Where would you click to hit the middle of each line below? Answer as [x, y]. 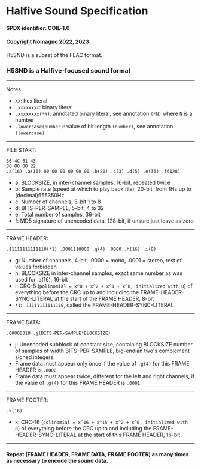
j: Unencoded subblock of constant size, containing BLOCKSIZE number [104, 345]
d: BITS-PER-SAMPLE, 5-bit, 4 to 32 [60, 208]
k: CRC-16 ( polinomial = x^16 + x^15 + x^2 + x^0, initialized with [101, 422]
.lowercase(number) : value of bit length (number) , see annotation [94, 127]
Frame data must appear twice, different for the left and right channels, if [105, 376]
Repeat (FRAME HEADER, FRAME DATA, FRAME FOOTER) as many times [98, 454]
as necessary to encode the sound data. [57, 460]
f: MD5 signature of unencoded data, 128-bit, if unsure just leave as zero [104, 221]
